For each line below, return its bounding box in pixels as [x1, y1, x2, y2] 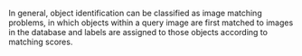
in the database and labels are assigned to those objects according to [8, 27, 269, 37]
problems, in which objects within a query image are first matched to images [8, 17, 294, 28]
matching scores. [8, 36, 73, 47]
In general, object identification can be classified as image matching [8, 8, 263, 18]
